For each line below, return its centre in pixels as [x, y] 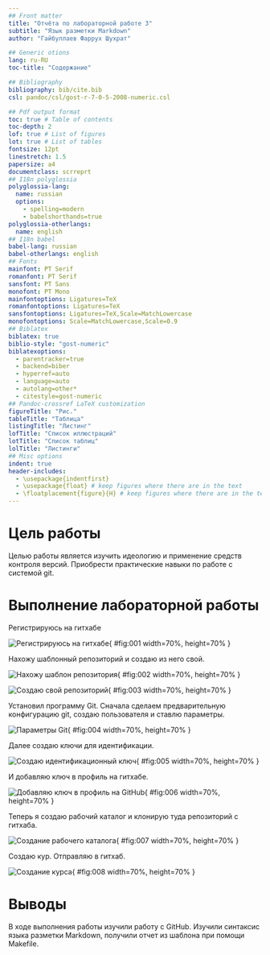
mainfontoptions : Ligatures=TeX [62, 299]
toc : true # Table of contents [61, 119]
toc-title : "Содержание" [50, 68]
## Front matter [35, 16]
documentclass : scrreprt [50, 172]
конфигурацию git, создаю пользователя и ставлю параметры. [117, 714]
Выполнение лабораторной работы [134, 606]
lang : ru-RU [28, 60]
